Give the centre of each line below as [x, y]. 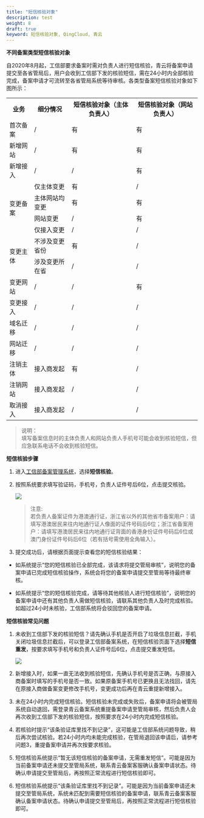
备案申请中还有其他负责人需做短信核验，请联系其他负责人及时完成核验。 [105, 601]
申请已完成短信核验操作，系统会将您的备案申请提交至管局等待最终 [103, 573]
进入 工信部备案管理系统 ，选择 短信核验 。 [66, 472]
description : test [29, 18]
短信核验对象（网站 [165, 105]
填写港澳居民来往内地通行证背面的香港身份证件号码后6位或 [120, 531]
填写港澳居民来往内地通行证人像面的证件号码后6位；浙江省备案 [109, 524]
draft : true [21, 29]
